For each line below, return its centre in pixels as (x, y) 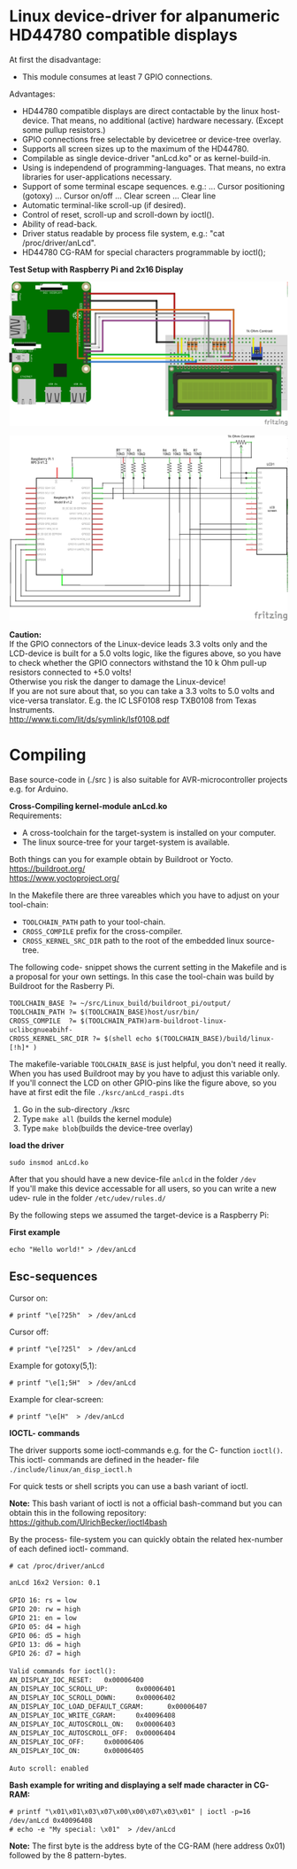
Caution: (26, 634)
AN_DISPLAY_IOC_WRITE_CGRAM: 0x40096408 (92, 1715)
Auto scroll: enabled (49, 1768)
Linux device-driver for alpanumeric (145, 16)
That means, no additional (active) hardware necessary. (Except (168, 120)
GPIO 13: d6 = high (45, 1644)
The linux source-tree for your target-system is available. (126, 842)
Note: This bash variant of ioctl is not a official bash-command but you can (146, 1503)
